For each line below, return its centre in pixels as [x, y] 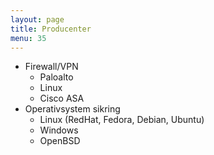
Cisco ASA [62, 98]
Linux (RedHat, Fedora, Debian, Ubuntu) [122, 120]
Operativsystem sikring [72, 109]
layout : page [37, 19]
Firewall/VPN [51, 67]
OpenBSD [60, 141]
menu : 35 [28, 38]
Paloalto [56, 77]
